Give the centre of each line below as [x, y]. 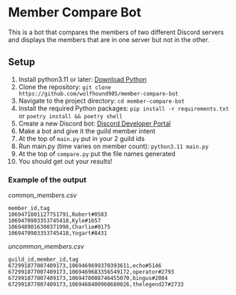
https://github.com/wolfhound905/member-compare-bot [98, 93]
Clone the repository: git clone [65, 87]
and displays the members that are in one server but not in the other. [109, 39]
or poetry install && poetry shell [71, 115]
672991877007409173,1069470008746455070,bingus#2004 [88, 279]
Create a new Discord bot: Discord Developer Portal [94, 123]
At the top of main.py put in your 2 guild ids [82, 138]
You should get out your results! [65, 161]
